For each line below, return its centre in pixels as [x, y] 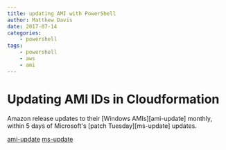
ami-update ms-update [40, 139]
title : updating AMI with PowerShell [62, 13]
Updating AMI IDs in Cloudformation [113, 99]
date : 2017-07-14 [32, 26]
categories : [24, 33]
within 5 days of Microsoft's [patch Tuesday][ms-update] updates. [102, 126]
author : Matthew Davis [40, 20]
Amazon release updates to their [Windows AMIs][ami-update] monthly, [110, 118]
